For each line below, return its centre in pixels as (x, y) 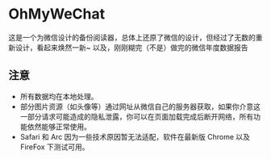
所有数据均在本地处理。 (59, 96)
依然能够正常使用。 (59, 127)
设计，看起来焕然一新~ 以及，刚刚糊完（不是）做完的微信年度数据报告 (131, 47)
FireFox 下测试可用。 (55, 147)
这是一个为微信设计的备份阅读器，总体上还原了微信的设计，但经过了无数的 (132, 37)
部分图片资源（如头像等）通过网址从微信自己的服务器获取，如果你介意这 (140, 107)
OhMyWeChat (57, 14)
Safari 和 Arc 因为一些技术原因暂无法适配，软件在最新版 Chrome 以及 (135, 136)
